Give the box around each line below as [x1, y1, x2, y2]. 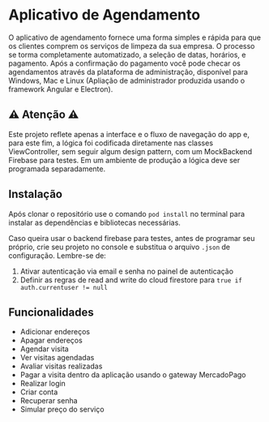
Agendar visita [19, 344, 69, 354]
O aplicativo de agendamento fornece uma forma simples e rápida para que [8, 32, 262, 42]
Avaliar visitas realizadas [19, 361, 103, 371]
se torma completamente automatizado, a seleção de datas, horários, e [8, 50, 246, 59]
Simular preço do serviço [19, 404, 105, 415]
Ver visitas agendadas [19, 353, 95, 363]
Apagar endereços [19, 335, 83, 346]
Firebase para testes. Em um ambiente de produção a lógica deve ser [8, 155, 241, 165]
